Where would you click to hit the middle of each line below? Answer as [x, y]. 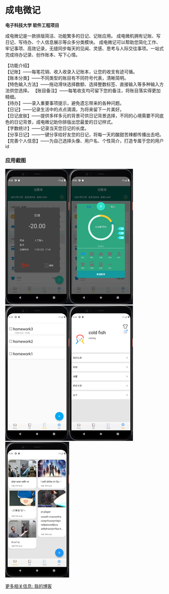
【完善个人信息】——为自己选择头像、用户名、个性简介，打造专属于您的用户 [84, 141]
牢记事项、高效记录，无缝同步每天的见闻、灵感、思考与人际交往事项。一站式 [84, 48]
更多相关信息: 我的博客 [28, 586]
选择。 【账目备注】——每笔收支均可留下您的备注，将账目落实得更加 [90, 90]
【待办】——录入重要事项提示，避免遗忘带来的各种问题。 [65, 103]
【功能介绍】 [18, 65]
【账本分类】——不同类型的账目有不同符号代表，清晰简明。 [67, 78]
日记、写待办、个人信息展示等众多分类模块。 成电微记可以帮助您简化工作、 [83, 42]
